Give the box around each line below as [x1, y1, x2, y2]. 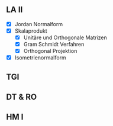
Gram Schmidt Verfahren [23, 41, 85, 48]
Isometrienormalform [14, 54, 66, 61]
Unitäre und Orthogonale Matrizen [23, 34, 108, 41]
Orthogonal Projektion [23, 48, 78, 55]
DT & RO [6, 92, 37, 102]
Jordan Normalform [14, 20, 63, 27]
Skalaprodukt [14, 27, 47, 34]
